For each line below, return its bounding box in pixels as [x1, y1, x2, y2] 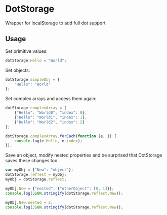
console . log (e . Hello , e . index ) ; [14, 138, 82, 143]
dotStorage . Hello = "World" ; [5, 58, 67, 63]
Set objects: [5, 67, 30, 73]
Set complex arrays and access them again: [5, 96, 97, 102]
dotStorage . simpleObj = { [5, 77, 60, 82]
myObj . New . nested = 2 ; [5, 200, 53, 205]
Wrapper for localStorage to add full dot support [5, 20, 106, 26]
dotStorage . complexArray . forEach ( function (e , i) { [5, 133, 116, 139]
